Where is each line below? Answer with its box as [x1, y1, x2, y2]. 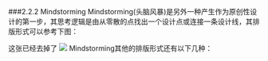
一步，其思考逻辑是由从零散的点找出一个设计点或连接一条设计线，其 [29, 17, 253, 26]
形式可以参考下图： [14, 27, 78, 36]
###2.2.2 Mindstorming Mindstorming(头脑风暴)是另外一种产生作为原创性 [8, 7, 250, 16]
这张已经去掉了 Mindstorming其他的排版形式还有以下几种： [8, 44, 213, 53]
